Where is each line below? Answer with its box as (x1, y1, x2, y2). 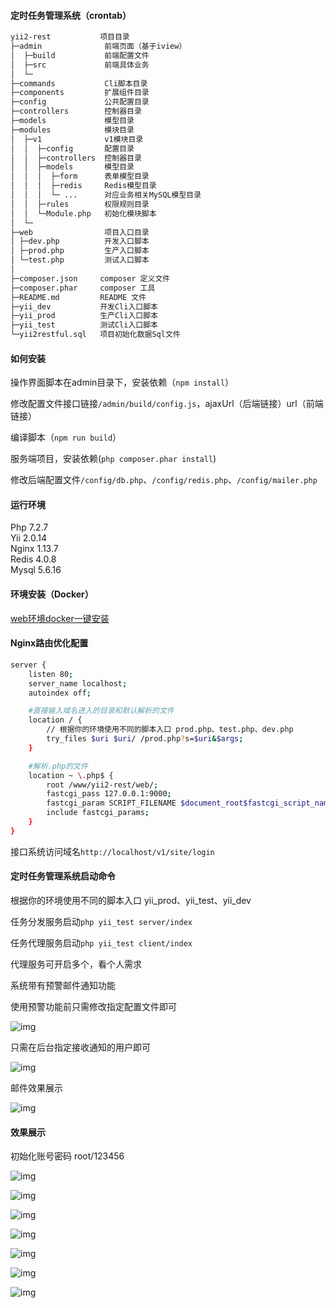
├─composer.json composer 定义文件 (10, 273, 171, 284)
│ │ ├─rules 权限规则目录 (10, 199, 150, 209)
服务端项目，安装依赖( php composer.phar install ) (10, 453, 217, 465)
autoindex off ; (28, 688, 92, 698)
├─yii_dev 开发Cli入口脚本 (10, 301, 159, 312)
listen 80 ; (28, 669, 74, 679)
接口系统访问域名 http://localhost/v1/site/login (10, 845, 215, 857)
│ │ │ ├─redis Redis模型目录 (10, 181, 157, 191)
